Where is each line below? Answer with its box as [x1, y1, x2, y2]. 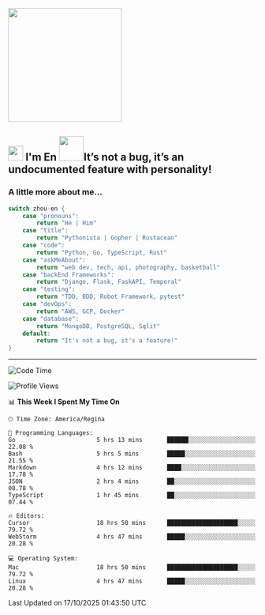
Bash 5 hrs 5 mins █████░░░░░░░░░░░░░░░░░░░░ [8, 450, 256, 458]
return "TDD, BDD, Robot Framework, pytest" [36, 292, 185, 301]
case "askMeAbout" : [22, 256, 87, 264]
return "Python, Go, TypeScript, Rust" [36, 248, 168, 256]
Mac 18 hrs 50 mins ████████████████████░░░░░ [8, 564, 256, 572]
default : [22, 330, 51, 338]
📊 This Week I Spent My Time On [8, 397, 120, 406]
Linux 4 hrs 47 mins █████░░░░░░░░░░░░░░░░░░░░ [8, 577, 256, 586]
